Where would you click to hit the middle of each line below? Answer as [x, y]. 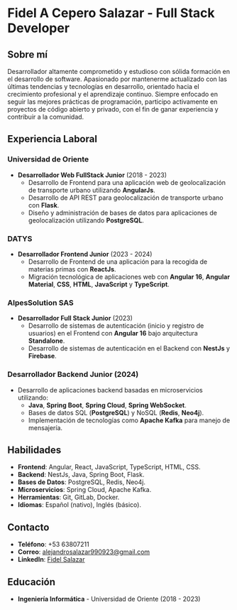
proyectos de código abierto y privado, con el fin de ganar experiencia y [113, 109]
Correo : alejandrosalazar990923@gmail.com [84, 552]
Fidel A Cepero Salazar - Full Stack [111, 13]
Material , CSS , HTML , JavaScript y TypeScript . [99, 284]
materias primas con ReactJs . [72, 269]
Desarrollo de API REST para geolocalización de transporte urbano [126, 198]
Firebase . [42, 356]
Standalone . [46, 341]
